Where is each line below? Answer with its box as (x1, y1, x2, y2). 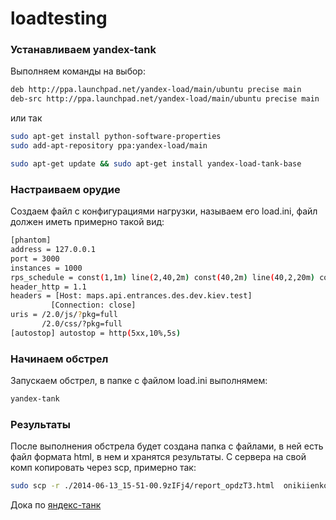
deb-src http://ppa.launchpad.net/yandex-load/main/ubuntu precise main (10, 94, 320, 104)
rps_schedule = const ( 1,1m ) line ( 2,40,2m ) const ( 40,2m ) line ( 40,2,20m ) (10, 272, 315, 282)
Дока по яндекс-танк (10, 499, 102, 511)
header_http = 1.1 (10, 282, 87, 292)
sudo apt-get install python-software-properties (10, 132, 222, 142)
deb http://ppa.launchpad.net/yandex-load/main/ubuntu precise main (10, 85, 302, 95)
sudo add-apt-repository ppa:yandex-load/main (10, 141, 208, 151)
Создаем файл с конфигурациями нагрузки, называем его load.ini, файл (10, 205, 318, 217)
